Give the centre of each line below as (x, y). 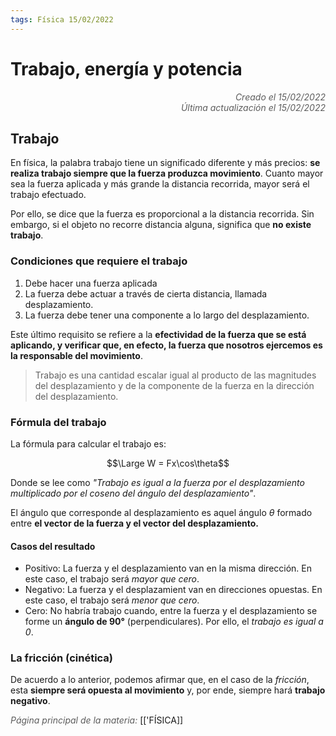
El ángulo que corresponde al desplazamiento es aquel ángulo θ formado (161, 512)
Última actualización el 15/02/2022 (253, 107)
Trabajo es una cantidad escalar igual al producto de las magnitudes (175, 375)
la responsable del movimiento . (76, 355)
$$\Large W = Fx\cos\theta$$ (168, 463)
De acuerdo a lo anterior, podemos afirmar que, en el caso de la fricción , (160, 680)
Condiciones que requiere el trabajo (99, 261)
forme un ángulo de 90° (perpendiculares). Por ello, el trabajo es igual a (174, 622)
